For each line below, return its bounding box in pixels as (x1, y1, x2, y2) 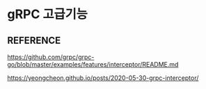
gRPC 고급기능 (7, 6, 88, 22)
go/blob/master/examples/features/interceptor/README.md (7, 60, 179, 68)
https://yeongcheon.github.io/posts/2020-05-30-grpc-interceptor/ (7, 74, 199, 82)
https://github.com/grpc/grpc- (7, 53, 95, 61)
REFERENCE (7, 34, 61, 46)
